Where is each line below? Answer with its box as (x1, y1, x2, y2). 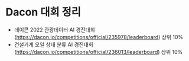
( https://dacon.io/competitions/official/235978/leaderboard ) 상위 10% (14, 33, 184, 40)
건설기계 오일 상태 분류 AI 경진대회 (14, 41, 94, 48)
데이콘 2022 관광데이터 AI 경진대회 (14, 26, 95, 33)
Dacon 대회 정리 (5, 5, 81, 19)
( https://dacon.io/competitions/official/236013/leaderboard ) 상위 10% (14, 48, 183, 55)
